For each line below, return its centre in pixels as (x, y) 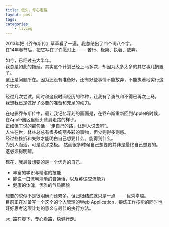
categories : (18, 24)
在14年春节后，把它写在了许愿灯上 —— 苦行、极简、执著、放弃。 (73, 50)
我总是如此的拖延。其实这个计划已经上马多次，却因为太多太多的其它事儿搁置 (84, 67)
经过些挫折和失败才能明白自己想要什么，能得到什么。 (60, 138)
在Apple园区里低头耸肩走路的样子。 (42, 120)
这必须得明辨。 (21, 151)
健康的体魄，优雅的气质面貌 (41, 185)
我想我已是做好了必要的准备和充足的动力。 (49, 103)
